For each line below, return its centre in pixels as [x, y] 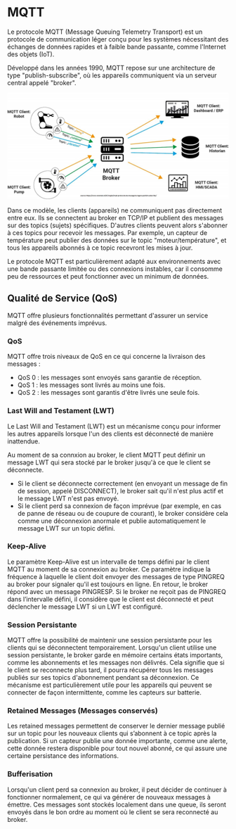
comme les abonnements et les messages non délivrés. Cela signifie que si [116, 663]
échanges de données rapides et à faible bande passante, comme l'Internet [117, 46]
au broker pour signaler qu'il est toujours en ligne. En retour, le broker [108, 584]
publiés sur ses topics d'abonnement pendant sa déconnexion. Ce [103, 678]
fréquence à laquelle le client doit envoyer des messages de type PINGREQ [116, 576]
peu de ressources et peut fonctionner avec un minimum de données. [108, 277]
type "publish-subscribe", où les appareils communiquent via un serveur [112, 75]
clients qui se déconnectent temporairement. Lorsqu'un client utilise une [112, 647]
